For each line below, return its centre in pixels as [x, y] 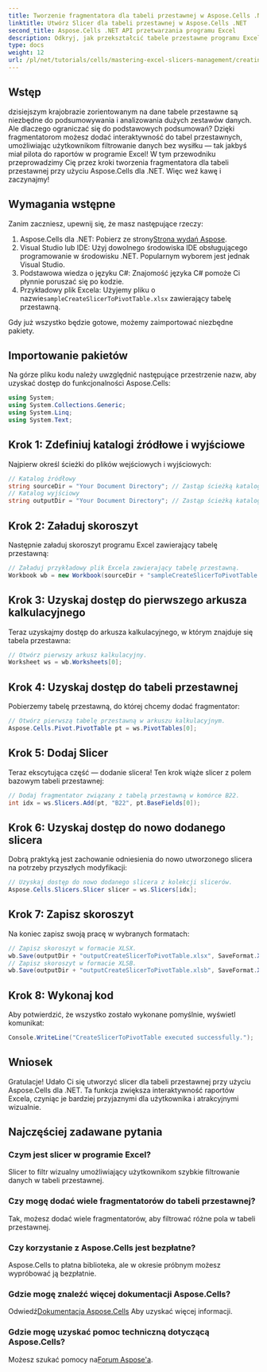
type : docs [26, 45]
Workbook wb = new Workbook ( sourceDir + [76, 575]
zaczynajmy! [29, 179]
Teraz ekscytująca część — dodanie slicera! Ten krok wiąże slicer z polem [130, 772]
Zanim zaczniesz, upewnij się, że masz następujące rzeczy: [106, 223]
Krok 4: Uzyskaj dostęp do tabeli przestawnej [123, 687]
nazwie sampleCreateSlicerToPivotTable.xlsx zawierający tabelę [126, 298]
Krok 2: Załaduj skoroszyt [74, 525]
